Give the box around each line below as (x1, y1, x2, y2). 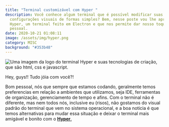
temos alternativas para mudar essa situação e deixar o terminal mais (5, 110, 149, 116)
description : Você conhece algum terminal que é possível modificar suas (5, 12, 163, 17)
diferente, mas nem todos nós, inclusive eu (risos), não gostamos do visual (5, 99, 160, 106)
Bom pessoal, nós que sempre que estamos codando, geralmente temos (5, 84, 156, 90)
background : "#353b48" (5, 45, 53, 50)
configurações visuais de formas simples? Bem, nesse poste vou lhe (10, 17, 156, 22)
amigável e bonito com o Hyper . (5, 115, 72, 121)
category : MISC (5, 40, 37, 45)
